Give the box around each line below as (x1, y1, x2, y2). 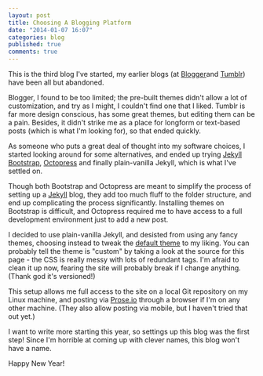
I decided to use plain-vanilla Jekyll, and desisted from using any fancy (8, 230, 238, 239)
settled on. (8, 166, 43, 175)
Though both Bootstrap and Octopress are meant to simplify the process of (8, 182, 252, 190)
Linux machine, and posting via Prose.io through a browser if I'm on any (8, 295, 241, 304)
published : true (8, 41, 61, 49)
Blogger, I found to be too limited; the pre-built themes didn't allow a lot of (8, 93, 247, 102)
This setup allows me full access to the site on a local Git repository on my (8, 287, 249, 296)
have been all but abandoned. (8, 78, 104, 87)
